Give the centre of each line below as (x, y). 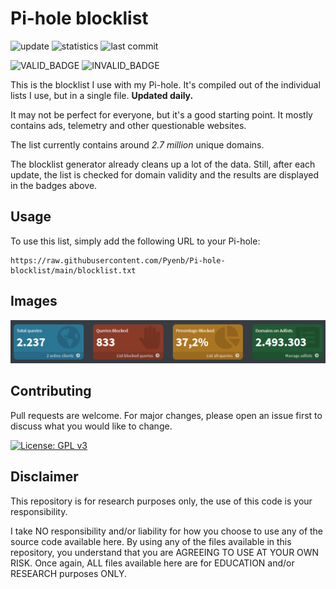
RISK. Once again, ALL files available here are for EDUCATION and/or (152, 563)
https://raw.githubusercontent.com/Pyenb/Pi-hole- (118, 260)
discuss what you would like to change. (91, 426)
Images (34, 301)
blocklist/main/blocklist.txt (73, 270)
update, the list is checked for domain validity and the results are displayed (164, 174)
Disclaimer (44, 477)
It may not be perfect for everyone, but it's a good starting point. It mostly (161, 114)
